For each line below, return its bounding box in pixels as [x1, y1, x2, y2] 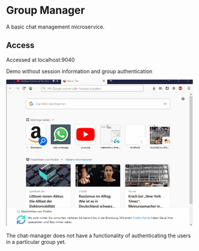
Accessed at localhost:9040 [6, 56, 75, 63]
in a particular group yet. [6, 239, 66, 246]
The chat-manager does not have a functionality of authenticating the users [6, 232, 191, 239]
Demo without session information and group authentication [6, 68, 153, 75]
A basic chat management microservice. [6, 23, 105, 30]
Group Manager [6, 4, 85, 17]
